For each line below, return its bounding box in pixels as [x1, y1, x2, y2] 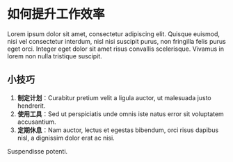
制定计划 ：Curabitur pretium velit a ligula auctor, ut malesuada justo [17, 93, 211, 102]
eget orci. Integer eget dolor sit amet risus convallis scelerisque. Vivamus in [7, 44, 225, 53]
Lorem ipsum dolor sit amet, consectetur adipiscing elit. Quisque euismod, [7, 29, 220, 38]
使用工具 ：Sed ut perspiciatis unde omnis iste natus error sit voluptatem [17, 109, 224, 118]
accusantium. [17, 118, 57, 126]
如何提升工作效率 [7, 6, 106, 22]
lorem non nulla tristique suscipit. [7, 51, 102, 60]
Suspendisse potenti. [7, 147, 68, 155]
